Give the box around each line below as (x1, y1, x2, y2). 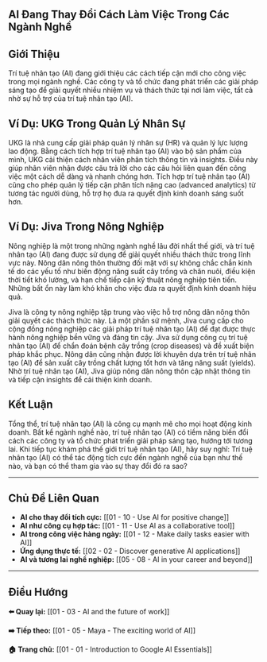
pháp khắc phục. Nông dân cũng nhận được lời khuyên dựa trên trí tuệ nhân (8, 349, 257, 358)
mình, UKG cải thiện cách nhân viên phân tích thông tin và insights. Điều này (8, 155, 258, 165)
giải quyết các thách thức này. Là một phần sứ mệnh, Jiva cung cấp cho (8, 316, 244, 325)
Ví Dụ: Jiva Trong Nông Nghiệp (8, 220, 164, 234)
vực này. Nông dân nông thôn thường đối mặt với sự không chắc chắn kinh (8, 257, 253, 267)
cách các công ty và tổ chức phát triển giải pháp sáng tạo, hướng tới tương (8, 436, 253, 445)
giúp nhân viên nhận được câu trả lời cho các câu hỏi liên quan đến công (8, 164, 246, 173)
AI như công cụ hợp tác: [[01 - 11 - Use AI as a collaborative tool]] (19, 521, 235, 531)
